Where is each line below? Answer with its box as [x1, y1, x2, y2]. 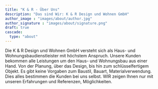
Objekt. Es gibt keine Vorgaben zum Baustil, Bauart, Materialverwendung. [5, 68, 152, 74]
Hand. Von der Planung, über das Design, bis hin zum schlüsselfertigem [5, 63, 149, 69]
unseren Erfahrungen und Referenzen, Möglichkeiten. [5, 78, 113, 84]
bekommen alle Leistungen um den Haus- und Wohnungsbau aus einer [5, 58, 147, 64]
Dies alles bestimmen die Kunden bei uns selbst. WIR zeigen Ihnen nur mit [5, 73, 154, 79]
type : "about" [9, 35, 38, 39]
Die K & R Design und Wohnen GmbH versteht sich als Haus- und [5, 47, 136, 53]
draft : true [5, 25, 29, 30]
